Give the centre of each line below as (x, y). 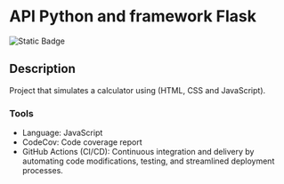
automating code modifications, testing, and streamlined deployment (148, 161)
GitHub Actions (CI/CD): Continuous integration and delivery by (138, 152)
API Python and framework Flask (133, 16)
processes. (43, 171)
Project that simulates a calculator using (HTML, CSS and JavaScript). (138, 90)
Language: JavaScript (62, 133)
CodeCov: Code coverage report (82, 142)
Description (42, 69)
